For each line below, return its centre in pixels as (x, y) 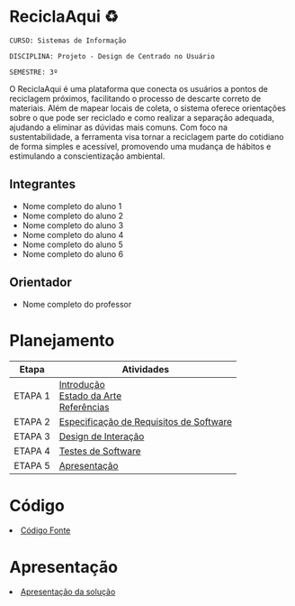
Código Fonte (46, 530)
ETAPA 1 (32, 396)
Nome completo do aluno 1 (72, 206)
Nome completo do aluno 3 (73, 225)
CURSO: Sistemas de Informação (68, 41)
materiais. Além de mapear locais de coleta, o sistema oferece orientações (147, 108)
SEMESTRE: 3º (34, 72)
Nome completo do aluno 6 (73, 253)
